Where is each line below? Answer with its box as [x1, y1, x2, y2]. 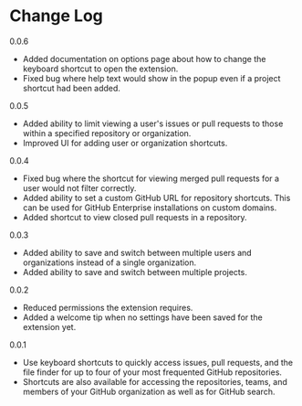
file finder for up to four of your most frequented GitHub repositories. [22, 367, 283, 378]
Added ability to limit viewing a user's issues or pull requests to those [22, 118, 284, 129]
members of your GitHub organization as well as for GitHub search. [22, 386, 276, 397]
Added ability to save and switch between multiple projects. [22, 266, 248, 277]
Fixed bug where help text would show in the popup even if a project [22, 72, 281, 83]
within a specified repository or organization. [22, 127, 192, 138]
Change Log [9, 5, 103, 27]
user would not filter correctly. [22, 182, 137, 193]
